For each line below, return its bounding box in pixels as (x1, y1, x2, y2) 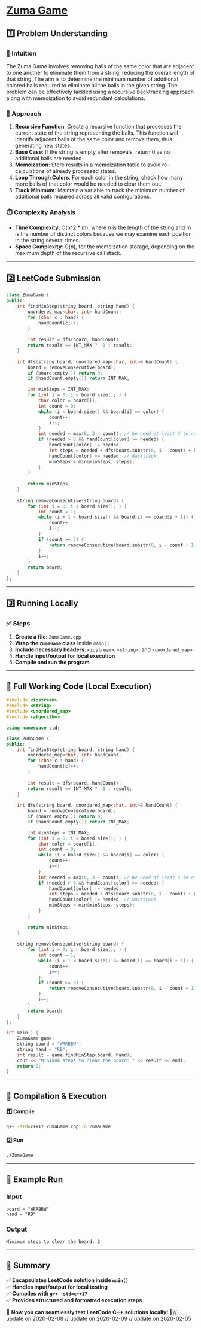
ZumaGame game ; (17, 1035, 55, 1041)
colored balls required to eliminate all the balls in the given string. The (6, 81, 178, 89)
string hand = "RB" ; (17, 1047, 68, 1053)
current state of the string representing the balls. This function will (14, 129, 178, 136)
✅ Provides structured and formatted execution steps (6, 1296, 142, 1303)
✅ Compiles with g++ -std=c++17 (6, 1290, 88, 1297)
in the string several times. (14, 237, 81, 244)
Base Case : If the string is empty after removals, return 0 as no (14, 148, 170, 156)
